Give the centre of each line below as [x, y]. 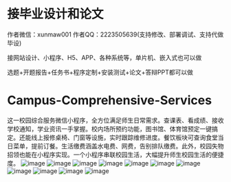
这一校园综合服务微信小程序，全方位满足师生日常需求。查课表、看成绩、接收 [115, 120]
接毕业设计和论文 [56, 14]
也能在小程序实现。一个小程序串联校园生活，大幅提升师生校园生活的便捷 [121, 155]
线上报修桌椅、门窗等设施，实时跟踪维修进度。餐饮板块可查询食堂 [124, 137]
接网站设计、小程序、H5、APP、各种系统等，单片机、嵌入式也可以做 [104, 57]
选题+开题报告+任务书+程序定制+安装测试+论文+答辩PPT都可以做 [100, 72]
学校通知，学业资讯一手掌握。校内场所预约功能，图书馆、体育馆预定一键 [109, 128]
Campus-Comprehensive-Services [109, 101]
